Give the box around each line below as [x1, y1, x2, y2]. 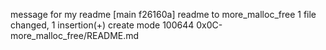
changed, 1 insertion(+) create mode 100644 [10, 19, 195, 31]
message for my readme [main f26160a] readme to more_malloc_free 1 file [10, 9, 317, 20]
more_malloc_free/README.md [10, 30, 140, 41]
